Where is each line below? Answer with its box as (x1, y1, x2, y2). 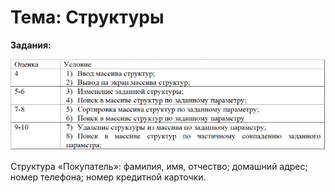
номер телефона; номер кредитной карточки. (10, 171, 207, 183)
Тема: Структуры (10, 6, 165, 29)
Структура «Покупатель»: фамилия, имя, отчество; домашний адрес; (10, 161, 308, 173)
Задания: (10, 39, 52, 51)
